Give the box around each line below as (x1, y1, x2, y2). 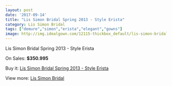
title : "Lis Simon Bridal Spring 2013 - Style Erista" (5, 17, 125, 22)
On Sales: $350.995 (5, 55, 49, 61)
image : (5, 31, 19, 36)
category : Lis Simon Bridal (5, 21, 66, 27)
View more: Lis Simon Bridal (5, 75, 64, 81)
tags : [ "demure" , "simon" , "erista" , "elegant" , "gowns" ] (5, 27, 123, 32)
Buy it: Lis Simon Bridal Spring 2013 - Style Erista (5, 65, 109, 71)
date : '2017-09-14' (5, 12, 47, 17)
